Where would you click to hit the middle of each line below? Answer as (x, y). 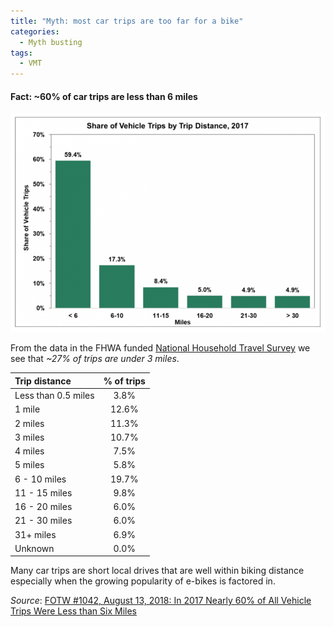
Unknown (34, 548)
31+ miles (35, 534)
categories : (35, 31)
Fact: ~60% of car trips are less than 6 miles (104, 96)
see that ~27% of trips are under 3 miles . (95, 359)
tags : (21, 53)
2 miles (29, 423)
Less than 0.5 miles (54, 396)
